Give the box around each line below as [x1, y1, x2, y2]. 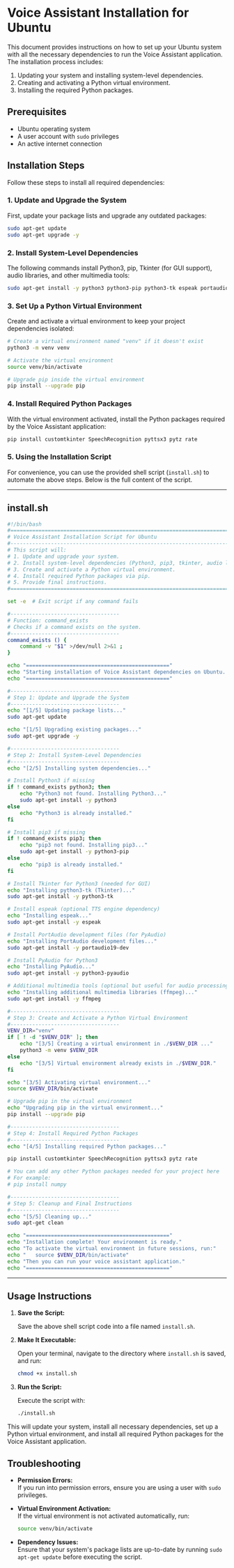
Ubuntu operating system [17, 124, 91, 133]
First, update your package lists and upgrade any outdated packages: [7, 211, 207, 220]
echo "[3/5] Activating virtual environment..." [7, 1079, 151, 1086]
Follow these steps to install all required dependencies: [7, 178, 165, 186]
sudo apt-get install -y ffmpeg [7, 995, 101, 1002]
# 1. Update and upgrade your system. [7, 553, 120, 560]
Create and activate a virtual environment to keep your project [7, 317, 186, 326]
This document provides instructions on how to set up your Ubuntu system [7, 43, 222, 51]
